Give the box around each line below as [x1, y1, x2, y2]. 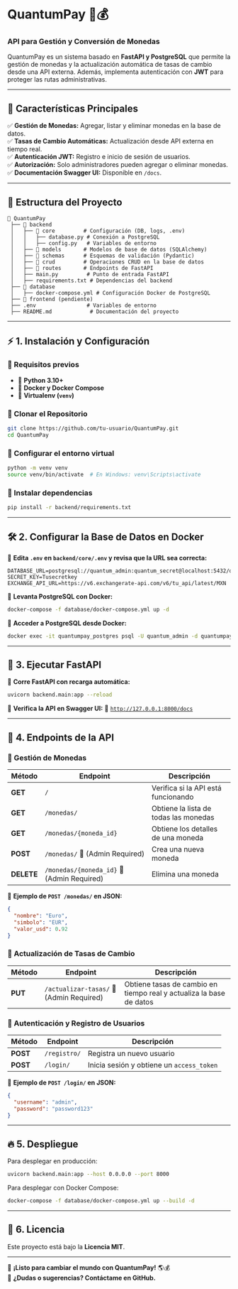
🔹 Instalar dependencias [7, 488, 93, 498]
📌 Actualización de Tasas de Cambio [7, 949, 135, 959]
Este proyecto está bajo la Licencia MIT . [7, 1242, 125, 1251]
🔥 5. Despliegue [7, 1138, 79, 1150]
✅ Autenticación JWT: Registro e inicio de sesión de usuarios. [7, 153, 191, 161]
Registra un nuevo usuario [87, 1048, 175, 1058]
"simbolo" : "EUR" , [13, 918, 69, 926]
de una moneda [151, 833, 204, 842]
